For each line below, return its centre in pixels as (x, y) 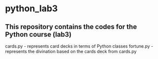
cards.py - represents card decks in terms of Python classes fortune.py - (79, 46)
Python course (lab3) (38, 34)
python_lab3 (32, 9)
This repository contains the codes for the (71, 27)
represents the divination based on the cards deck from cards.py (71, 51)
